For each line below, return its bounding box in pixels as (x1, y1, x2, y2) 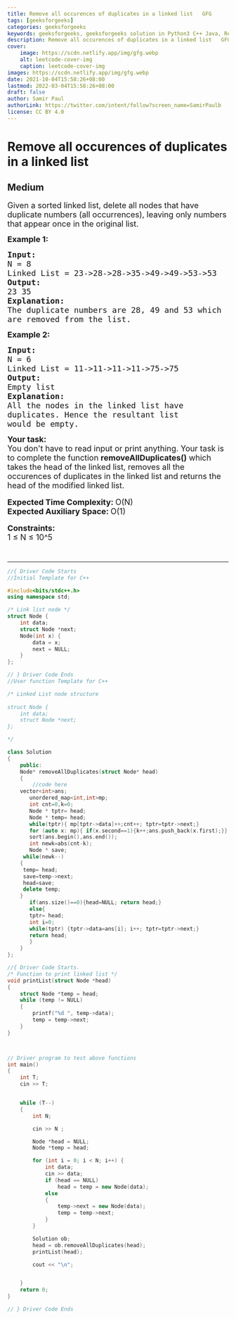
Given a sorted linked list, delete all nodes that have (7, 200, 199, 210)
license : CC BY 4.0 (7, 108, 65, 115)
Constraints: (7, 523, 55, 533)
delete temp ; (22, 886, 61, 893)
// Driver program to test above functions (7, 1054, 137, 1062)
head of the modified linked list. (7, 480, 125, 490)
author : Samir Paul (7, 96, 65, 103)
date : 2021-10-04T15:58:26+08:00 (7, 75, 105, 83)
